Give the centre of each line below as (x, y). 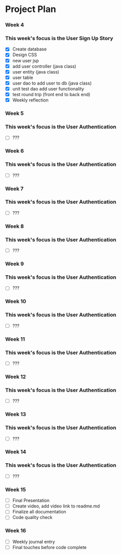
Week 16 (16, 530)
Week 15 (16, 489)
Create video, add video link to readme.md (56, 506)
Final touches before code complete (50, 547)
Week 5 (14, 113)
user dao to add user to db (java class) (52, 83)
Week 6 (14, 151)
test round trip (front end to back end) (51, 94)
